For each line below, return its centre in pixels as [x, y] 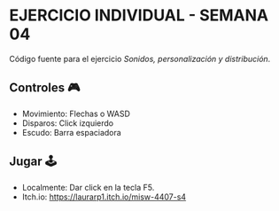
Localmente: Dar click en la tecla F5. [88, 187]
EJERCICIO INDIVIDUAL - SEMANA [139, 16]
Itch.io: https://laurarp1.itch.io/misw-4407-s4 [104, 197]
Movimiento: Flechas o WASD [76, 113]
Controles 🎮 [45, 88]
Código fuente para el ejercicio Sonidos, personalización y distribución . [140, 59]
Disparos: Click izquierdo [67, 123]
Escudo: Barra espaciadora [71, 132]
